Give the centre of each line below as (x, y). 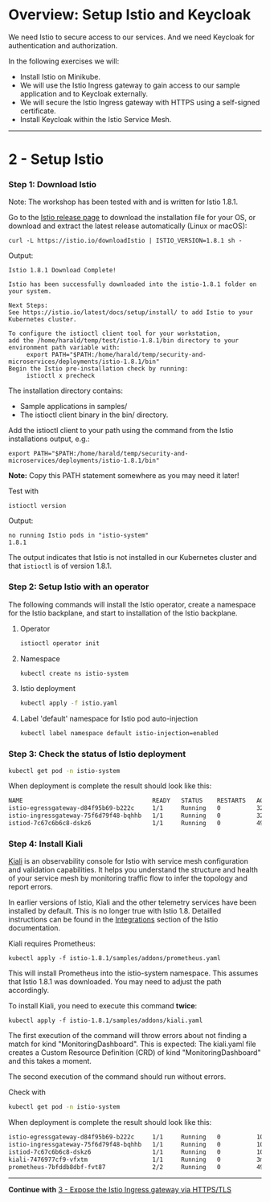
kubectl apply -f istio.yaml (69, 703)
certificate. (38, 111)
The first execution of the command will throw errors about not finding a (128, 1036)
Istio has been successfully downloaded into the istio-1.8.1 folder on (133, 284)
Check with (27, 1092)
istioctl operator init (60, 643)
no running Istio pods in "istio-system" (79, 536)
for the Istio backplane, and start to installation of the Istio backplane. (123, 613)
